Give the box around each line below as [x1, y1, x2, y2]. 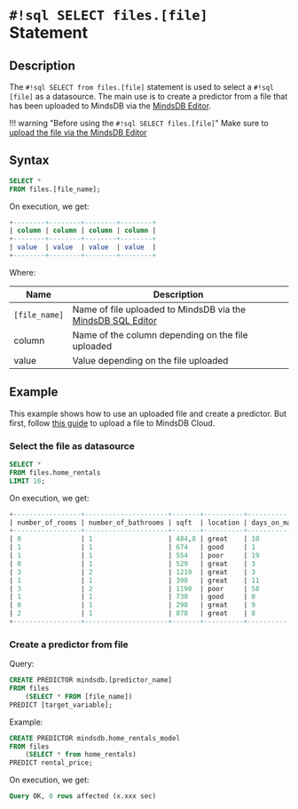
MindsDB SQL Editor [72, 314, 158, 326]
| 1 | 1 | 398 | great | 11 [9, 576, 260, 585]
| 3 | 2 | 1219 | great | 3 [9, 567, 255, 576]
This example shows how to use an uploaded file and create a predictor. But [9, 408, 286, 419]
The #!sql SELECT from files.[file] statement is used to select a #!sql [9, 82, 274, 92]
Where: [9, 267, 36, 277]
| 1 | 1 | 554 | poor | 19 [9, 551, 260, 560]
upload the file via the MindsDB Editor [9, 127, 148, 138]
